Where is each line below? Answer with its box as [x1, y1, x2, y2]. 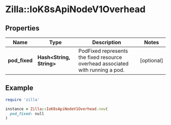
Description [92, 39, 121, 46]
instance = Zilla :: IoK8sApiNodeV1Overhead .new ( [5, 106, 108, 111]
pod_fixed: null [10, 111, 44, 116]
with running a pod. [78, 67, 125, 73]
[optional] [139, 57, 163, 64]
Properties [5, 24, 40, 33]
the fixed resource [78, 54, 122, 60]
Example [5, 84, 34, 92]
